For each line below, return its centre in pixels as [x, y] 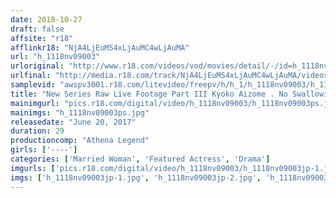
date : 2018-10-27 [46, 19]
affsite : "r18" [42, 38]
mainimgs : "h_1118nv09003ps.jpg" [80, 112]
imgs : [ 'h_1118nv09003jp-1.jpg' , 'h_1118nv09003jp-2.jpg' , [136, 177]
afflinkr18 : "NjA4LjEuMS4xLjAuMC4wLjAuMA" [100, 47]
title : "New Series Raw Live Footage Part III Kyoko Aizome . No [149, 94]
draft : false [37, 29]
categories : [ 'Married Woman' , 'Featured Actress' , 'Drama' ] [140, 159]
